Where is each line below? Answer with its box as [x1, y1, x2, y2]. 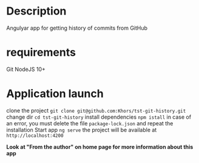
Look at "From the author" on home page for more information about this [6, 143, 194, 150]
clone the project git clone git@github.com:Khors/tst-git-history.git [6, 107, 186, 114]
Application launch [6, 87, 104, 101]
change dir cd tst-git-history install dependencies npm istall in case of [6, 113, 192, 121]
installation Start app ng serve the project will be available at [6, 126, 157, 133]
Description [6, 4, 67, 18]
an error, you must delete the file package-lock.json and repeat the [6, 119, 174, 127]
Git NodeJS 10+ [6, 65, 46, 73]
